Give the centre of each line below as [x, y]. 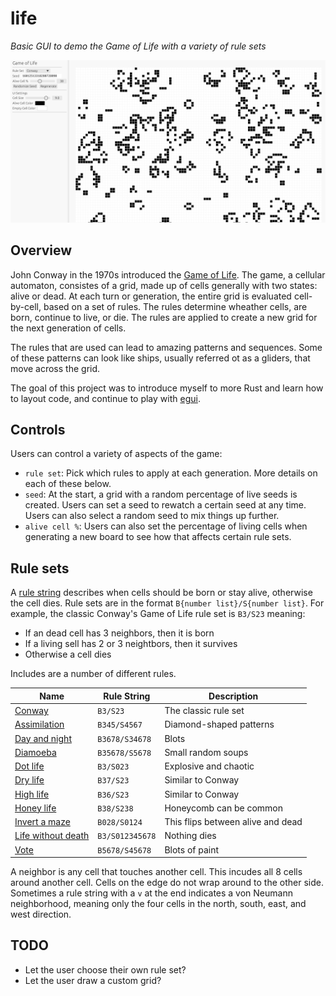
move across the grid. [55, 368]
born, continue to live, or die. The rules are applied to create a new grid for [164, 317]
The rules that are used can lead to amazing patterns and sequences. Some [166, 347]
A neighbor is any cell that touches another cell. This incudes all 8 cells [156, 871]
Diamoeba [35, 752]
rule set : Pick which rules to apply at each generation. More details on [171, 473]
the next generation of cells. [68, 328]
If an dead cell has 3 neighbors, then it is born [119, 633]
